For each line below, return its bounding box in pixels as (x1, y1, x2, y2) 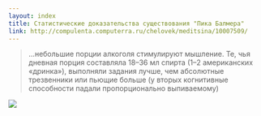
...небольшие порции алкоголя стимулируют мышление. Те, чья (28, 49, 251, 59)
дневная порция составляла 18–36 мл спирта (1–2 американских (28, 58, 254, 67)
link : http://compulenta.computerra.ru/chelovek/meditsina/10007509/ (8, 27, 249, 35)
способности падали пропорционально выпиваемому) (28, 84, 219, 93)
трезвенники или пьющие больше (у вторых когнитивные (28, 75, 229, 85)
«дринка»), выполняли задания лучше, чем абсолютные (28, 67, 225, 76)
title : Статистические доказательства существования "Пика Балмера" (8, 19, 245, 28)
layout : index (8, 11, 57, 20)
